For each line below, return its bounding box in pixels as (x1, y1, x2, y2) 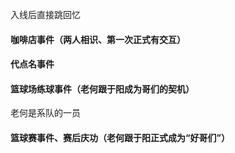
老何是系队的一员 (10, 107, 81, 119)
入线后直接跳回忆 (10, 9, 81, 20)
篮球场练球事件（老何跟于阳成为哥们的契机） (10, 83, 195, 95)
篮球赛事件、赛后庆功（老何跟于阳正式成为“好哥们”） (10, 131, 231, 143)
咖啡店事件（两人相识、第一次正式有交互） (10, 33, 186, 45)
